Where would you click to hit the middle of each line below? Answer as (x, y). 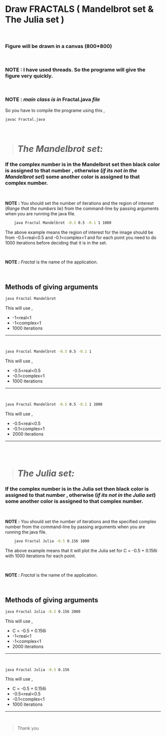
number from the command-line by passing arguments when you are (75, 527)
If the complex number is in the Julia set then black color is (77, 489)
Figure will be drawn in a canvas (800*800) (59, 46)
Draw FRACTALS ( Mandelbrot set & (80, 9)
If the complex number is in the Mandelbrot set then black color (83, 164)
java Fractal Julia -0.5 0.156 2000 (43, 612)
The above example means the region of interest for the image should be (79, 232)
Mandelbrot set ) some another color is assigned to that (72, 177)
